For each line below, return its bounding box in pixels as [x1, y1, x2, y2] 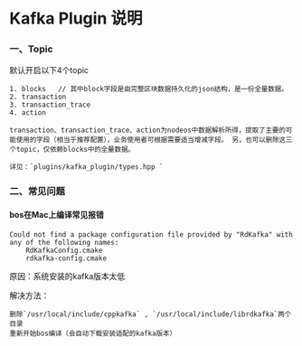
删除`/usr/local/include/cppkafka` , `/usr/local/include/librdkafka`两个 [9, 309, 292, 319]
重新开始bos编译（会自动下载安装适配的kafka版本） [9, 329, 177, 338]
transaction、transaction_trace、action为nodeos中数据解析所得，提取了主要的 [9, 126, 287, 136]
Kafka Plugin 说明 [9, 8, 143, 29]
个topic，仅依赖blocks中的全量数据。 [9, 145, 136, 154]
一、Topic [9, 42, 53, 55]
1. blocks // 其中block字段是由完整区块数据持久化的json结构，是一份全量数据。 [9, 85, 288, 94]
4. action [9, 108, 47, 117]
